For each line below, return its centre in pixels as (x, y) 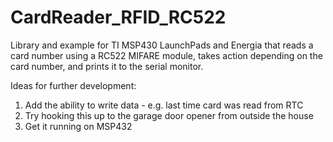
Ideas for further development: (73, 85)
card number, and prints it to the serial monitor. (107, 66)
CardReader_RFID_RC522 (118, 17)
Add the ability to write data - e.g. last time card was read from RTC (164, 105)
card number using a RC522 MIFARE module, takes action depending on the (166, 55)
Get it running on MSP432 (78, 126)
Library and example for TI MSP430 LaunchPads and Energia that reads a (162, 45)
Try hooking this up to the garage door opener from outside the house (169, 115)
